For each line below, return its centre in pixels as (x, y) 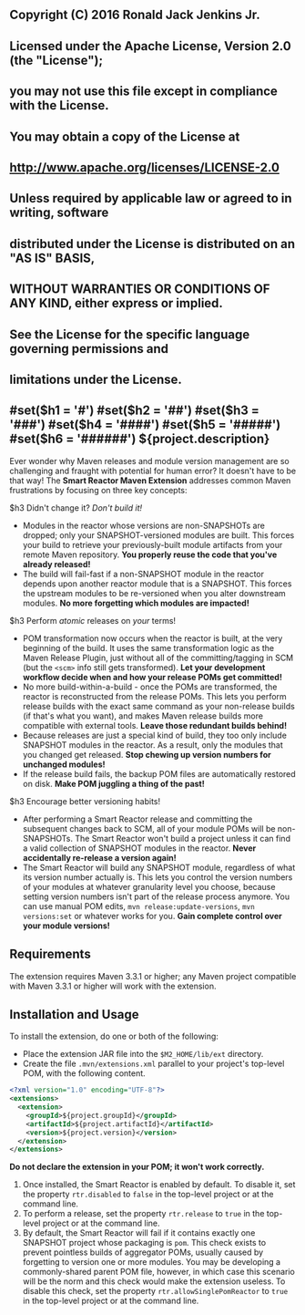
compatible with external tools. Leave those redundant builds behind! (155, 725)
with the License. (59, 105)
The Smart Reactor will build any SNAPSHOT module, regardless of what (159, 867)
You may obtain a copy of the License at (125, 136)
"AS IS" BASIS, (52, 258)
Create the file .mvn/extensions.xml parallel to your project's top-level (153, 1064)
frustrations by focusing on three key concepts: (99, 490)
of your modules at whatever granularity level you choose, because (149, 886)
